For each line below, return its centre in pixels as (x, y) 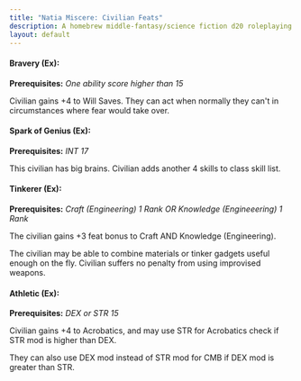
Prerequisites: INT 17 (49, 150)
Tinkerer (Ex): (36, 189)
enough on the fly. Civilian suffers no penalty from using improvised (135, 263)
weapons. (28, 272)
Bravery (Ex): (35, 63)
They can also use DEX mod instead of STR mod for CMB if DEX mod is (142, 358)
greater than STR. (42, 367)
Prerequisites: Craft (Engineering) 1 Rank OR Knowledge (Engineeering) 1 (146, 209)
